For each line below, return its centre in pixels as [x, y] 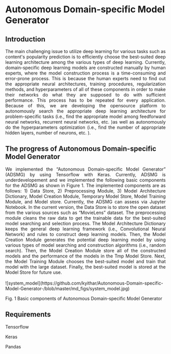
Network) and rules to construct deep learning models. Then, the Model [85, 234]
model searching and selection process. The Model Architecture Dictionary [85, 223]
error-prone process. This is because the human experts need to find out [85, 78]
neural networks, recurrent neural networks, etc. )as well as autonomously [85, 122]
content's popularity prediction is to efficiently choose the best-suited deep [85, 57]
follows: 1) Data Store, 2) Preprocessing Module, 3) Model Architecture [85, 191]
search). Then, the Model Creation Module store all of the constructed [85, 250]
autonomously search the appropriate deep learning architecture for [85, 111]
